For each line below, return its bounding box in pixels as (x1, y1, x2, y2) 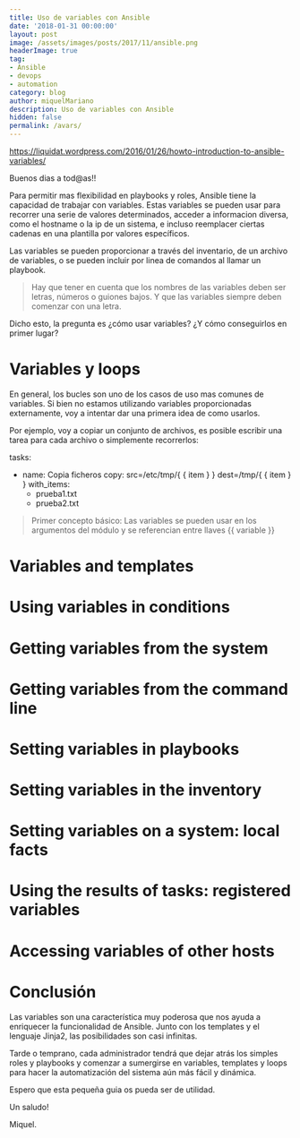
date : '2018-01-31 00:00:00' (9, 21, 118, 30)
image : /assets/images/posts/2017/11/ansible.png (9, 38, 199, 47)
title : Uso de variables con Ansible (9, 13, 150, 22)
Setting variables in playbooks (9, 739, 240, 759)
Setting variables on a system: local (9, 821, 280, 842)
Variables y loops (9, 359, 141, 380)
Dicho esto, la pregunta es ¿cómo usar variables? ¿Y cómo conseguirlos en (9, 319, 287, 329)
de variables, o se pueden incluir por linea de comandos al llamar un (9, 255, 261, 265)
